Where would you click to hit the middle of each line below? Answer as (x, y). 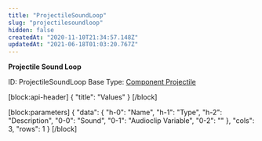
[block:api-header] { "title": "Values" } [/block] (83, 97)
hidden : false (31, 30)
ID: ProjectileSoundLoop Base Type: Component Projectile (102, 82)
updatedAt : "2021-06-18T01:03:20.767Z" (73, 45)
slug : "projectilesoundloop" (56, 23)
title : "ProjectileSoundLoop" (58, 15)
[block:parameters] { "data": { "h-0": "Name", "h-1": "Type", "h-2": (115, 112)
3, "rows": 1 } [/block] (43, 129)
